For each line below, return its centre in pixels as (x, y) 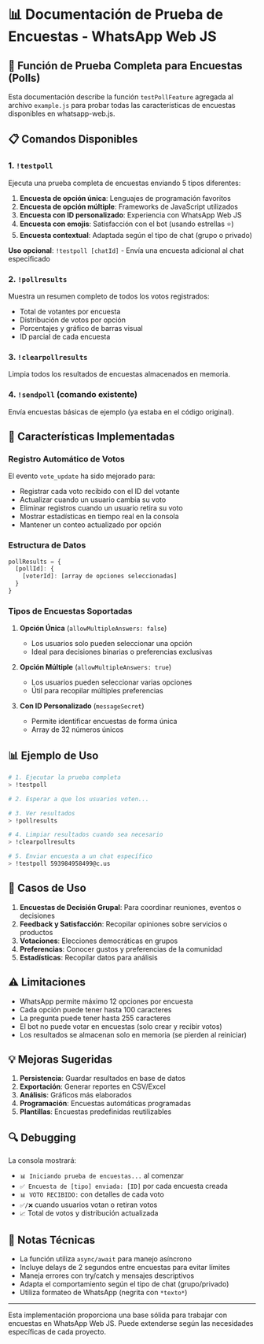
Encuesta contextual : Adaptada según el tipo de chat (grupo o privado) (136, 235)
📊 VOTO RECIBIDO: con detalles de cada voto (92, 1194)
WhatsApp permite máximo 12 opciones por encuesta (106, 1001)
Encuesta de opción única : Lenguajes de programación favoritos (125, 198)
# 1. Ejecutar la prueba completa (65, 778)
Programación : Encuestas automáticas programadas (105, 1104)
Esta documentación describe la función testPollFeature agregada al (121, 97)
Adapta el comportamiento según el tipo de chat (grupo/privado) (124, 1283)
